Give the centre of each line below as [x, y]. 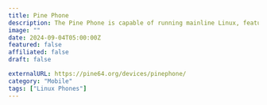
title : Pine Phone [39, 15]
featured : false [35, 45]
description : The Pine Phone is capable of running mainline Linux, [124, 23]
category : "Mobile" [41, 81]
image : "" [25, 30]
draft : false [30, 60]
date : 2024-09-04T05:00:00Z [55, 37]
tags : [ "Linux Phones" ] [48, 88]
